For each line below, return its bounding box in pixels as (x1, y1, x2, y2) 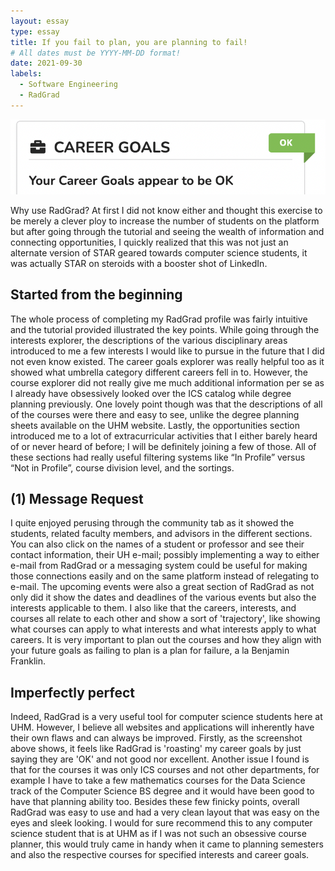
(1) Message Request (10, 491, 144, 508)
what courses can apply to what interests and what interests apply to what (10, 623, 317, 635)
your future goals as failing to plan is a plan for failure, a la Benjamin (10, 645, 290, 657)
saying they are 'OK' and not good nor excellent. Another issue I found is (10, 753, 310, 765)
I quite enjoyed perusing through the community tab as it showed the (10, 517, 295, 529)
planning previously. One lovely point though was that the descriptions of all (10, 398, 323, 410)
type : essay (10, 26, 60, 37)
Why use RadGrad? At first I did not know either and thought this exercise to (10, 204, 323, 216)
